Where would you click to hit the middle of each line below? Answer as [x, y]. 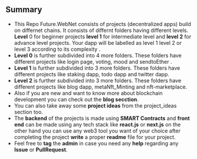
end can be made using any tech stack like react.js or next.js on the [97, 124]
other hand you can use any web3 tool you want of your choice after [97, 131]
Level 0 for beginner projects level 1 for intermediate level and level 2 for [103, 36]
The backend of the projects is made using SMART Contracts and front [102, 118]
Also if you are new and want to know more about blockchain [88, 93]
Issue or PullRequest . [41, 150]
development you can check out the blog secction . [76, 99]
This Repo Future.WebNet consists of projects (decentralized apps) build [102, 24]
